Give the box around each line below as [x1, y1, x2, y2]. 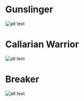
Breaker [5, 73, 40, 85]
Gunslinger [5, 4, 53, 15]
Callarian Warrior [5, 38, 79, 50]
